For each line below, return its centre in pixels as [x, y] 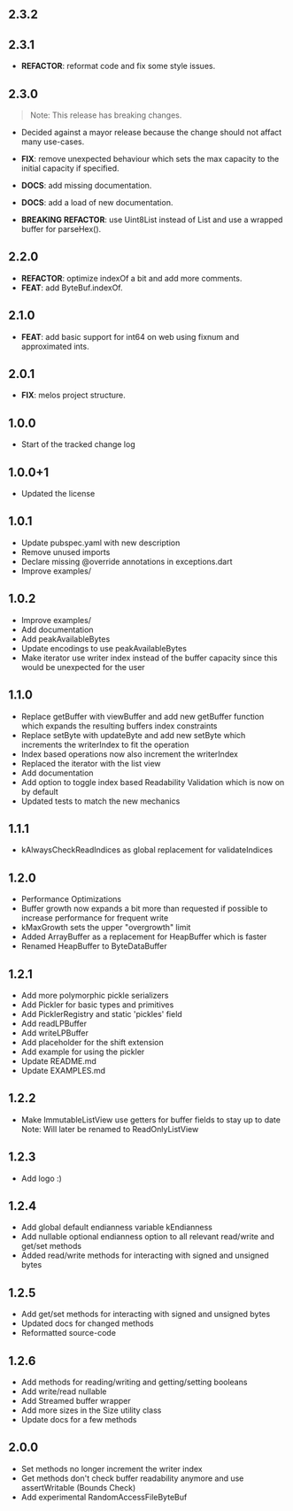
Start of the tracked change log [78, 444]
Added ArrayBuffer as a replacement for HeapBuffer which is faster [144, 937]
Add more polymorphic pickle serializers [95, 995]
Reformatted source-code [69, 1333]
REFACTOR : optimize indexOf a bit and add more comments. [131, 278]
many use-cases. [53, 142]
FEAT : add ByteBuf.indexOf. [72, 288]
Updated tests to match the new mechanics [100, 801]
